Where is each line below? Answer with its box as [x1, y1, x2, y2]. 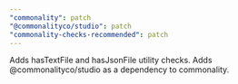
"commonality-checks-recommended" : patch [9, 30, 169, 39]
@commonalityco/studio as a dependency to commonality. [9, 64, 230, 75]
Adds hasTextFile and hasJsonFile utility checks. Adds [9, 55, 213, 66]
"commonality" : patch [9, 13, 92, 23]
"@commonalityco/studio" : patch [9, 22, 132, 31]
